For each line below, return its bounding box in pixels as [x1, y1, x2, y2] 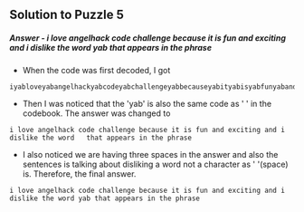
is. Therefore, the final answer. [22, 169, 137, 179]
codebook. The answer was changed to [22, 108, 171, 119]
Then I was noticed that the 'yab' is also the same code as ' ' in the [22, 99, 272, 110]
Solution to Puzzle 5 [9, 7, 125, 23]
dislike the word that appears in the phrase [9, 133, 193, 143]
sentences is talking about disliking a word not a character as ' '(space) [22, 159, 289, 170]
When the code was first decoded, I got [22, 65, 171, 76]
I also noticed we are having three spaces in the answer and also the [22, 149, 279, 160]
